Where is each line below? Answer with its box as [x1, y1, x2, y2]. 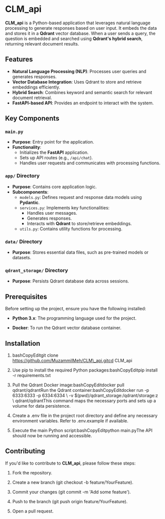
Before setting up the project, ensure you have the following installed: [5, 306, 146, 312]
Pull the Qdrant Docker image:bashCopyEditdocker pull [12, 382, 125, 388]
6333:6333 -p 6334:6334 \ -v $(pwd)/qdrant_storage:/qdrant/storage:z [12, 392, 159, 398]
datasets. [12, 255, 32, 261]
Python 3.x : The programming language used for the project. [12, 315, 137, 321]
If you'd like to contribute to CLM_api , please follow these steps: [5, 460, 136, 466]
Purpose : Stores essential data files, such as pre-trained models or [12, 249, 149, 255]
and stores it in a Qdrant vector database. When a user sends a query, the [5, 30, 156, 36]
